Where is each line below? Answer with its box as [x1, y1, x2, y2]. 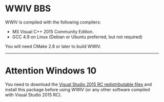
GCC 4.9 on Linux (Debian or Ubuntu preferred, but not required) [12, 34, 143, 40]
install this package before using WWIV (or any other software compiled [5, 86, 150, 92]
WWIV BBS [5, 3, 51, 14]
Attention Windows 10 [5, 65, 97, 76]
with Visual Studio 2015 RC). [5, 92, 62, 98]
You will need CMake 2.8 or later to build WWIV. [5, 43, 102, 49]
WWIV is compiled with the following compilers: [5, 19, 101, 25]
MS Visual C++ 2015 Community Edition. [12, 28, 94, 34]
